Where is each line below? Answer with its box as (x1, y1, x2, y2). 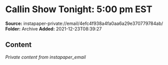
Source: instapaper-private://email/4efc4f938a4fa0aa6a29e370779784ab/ (5, 20, 163, 26)
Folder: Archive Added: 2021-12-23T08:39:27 (5, 25, 102, 31)
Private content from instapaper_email (5, 54, 86, 60)
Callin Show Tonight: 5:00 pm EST (5, 4, 153, 15)
